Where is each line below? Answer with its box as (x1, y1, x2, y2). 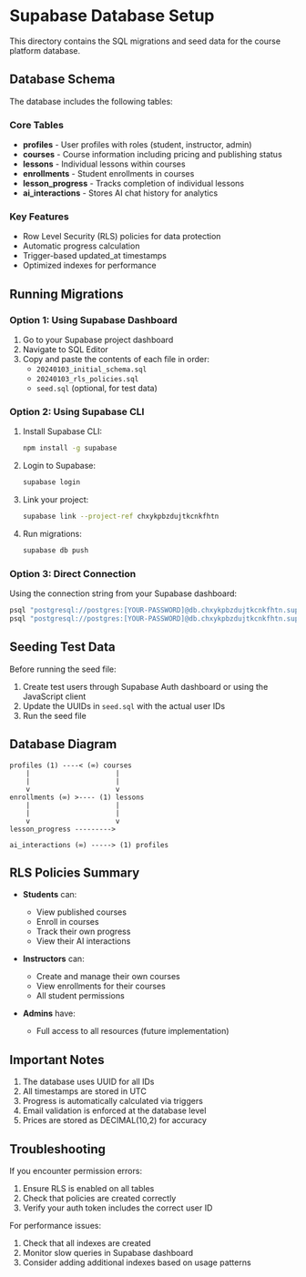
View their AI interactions (36, 936, 131, 947)
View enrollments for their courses (36, 980, 166, 992)
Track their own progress (36, 926, 131, 937)
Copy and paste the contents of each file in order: (22, 354, 209, 365)
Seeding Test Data (9, 639, 116, 655)
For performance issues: (9, 1220, 102, 1231)
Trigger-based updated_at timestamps (22, 250, 167, 261)
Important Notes (9, 1052, 105, 1068)
